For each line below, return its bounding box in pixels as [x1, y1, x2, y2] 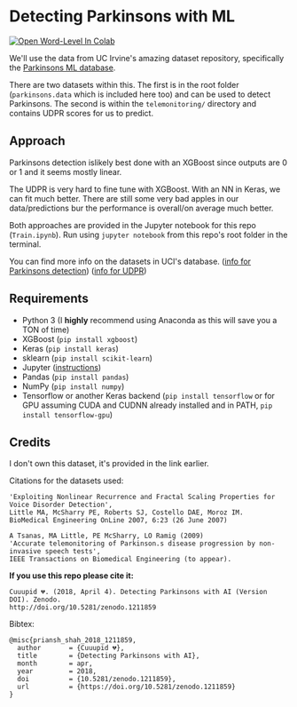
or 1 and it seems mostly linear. [9, 166, 122, 177]
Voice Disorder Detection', [9, 500, 113, 510]
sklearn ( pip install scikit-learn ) [21, 353, 153, 363]
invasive [9, 547, 42, 556]
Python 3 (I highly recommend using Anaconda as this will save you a [21, 314, 277, 325]
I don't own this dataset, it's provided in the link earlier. [9, 458, 210, 469]
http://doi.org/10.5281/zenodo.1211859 [9, 603, 157, 612]
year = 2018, [17, 667, 98, 676]
